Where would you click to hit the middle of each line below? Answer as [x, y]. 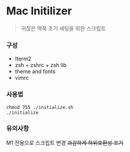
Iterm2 [23, 59]
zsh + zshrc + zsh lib [41, 65]
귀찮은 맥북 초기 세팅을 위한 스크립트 [63, 28]
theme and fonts [35, 72]
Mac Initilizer [39, 11]
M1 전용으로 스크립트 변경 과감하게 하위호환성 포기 [65, 142]
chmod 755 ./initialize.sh [40, 107]
